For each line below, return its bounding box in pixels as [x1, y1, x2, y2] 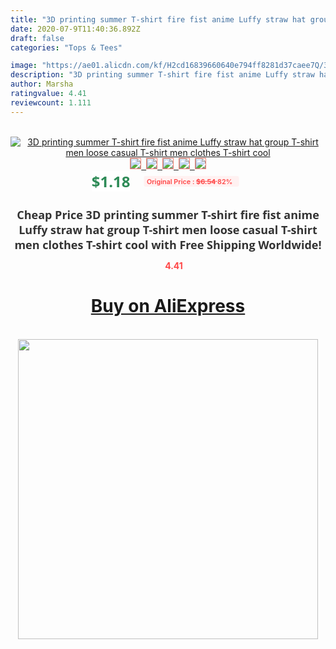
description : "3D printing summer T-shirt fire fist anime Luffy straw [10, 70, 315, 80]
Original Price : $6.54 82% [146, 176, 233, 186]
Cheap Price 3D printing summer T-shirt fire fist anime [16, 206, 320, 223]
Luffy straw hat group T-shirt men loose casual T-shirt [18, 221, 318, 238]
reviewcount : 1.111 [10, 97, 92, 108]
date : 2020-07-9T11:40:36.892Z [10, 24, 141, 34]
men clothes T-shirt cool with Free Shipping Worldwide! [14, 236, 322, 253]
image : [10, 61, 38, 71]
